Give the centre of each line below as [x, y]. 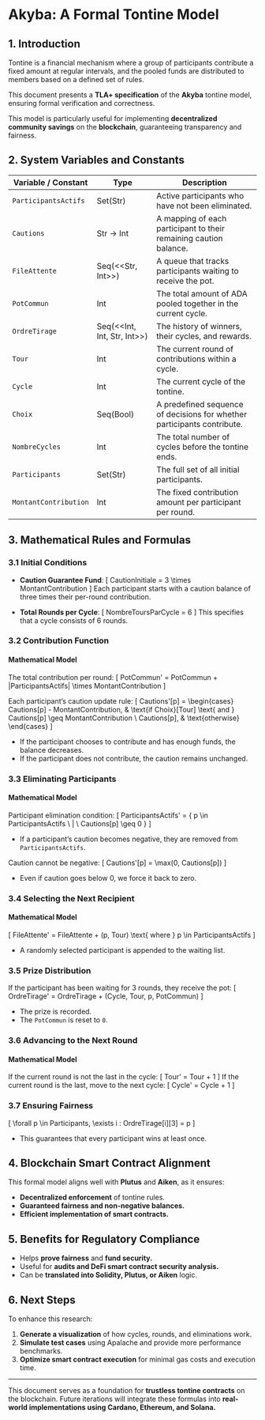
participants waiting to [198, 270]
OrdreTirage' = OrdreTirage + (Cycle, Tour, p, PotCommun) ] [106, 996]
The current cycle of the [201, 381]
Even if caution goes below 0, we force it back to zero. [108, 878]
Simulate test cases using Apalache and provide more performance [131, 1343]
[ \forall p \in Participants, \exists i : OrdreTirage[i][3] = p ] [102, 1123]
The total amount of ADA [202, 293]
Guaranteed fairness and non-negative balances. [102, 1206]
